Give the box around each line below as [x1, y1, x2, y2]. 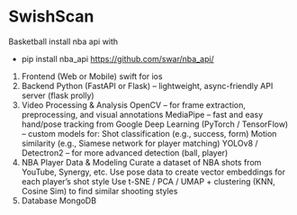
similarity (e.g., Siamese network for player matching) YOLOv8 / [21, 138, 258, 148]
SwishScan [8, 6, 94, 27]
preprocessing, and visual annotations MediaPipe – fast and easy [21, 109, 264, 120]
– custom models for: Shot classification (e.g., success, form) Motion [21, 128, 277, 139]
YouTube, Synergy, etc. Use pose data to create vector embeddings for [21, 166, 285, 177]
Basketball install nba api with [8, 36, 119, 47]
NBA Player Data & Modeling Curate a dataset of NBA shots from [21, 157, 262, 167]
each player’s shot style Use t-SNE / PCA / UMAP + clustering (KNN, [21, 175, 275, 186]
